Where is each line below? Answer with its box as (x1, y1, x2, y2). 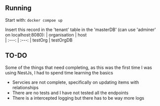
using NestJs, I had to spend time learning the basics (5, 70, 114, 75)
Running (5, 4, 32, 12)
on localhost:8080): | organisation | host (5, 32, 87, 37)
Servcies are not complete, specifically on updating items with (12, 79, 139, 85)
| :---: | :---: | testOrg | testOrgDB (5, 37, 73, 43)
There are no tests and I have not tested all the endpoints (12, 90, 129, 96)
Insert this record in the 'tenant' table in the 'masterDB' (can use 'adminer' (5, 27, 157, 33)
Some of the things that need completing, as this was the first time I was (5, 64, 152, 71)
